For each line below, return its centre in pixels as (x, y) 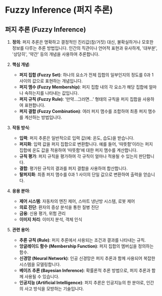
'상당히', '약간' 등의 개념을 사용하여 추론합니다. (56, 54)
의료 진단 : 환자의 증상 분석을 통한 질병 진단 (59, 207)
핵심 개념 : (21, 64)
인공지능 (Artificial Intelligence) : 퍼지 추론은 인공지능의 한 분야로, (82, 283)
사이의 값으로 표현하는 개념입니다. (51, 81)
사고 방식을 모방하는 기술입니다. (54, 289)
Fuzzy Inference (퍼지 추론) (59, 10)
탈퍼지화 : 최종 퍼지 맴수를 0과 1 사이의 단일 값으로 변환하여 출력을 (81, 174)
